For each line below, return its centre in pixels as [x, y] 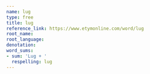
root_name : [20, 34]
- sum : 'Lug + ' [27, 56]
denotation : [21, 45]
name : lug [19, 12]
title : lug [20, 23]
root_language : [25, 39]
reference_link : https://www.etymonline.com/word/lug [75, 28]
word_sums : [20, 51]
